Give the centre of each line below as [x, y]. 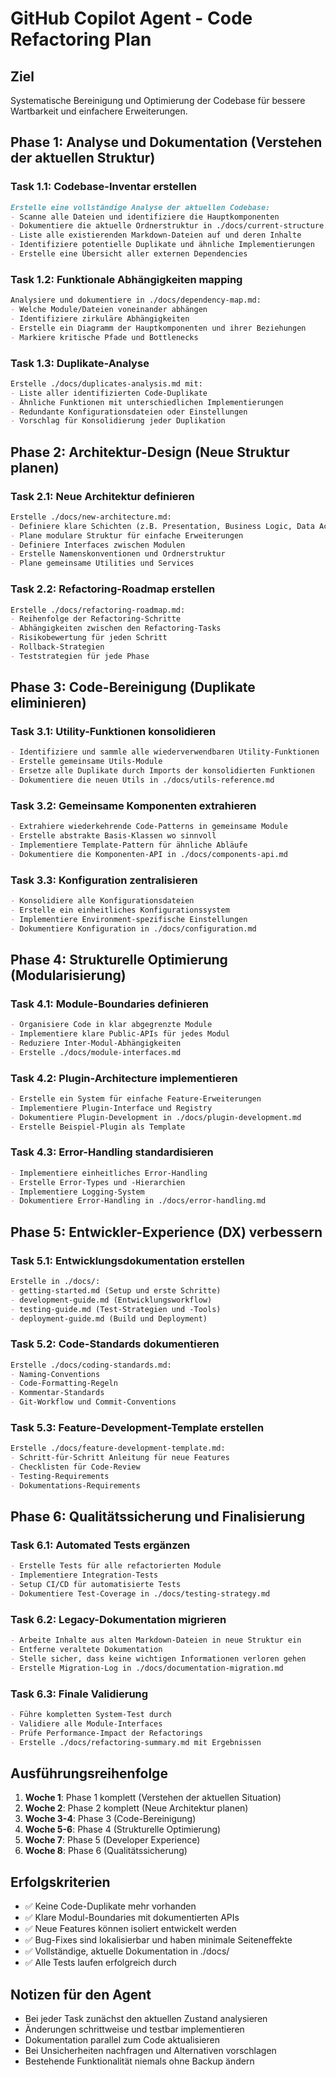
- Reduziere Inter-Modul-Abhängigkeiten [96, 1043]
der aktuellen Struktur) [83, 158]
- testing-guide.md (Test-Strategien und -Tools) [116, 1309]
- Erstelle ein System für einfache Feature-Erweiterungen [136, 1099]
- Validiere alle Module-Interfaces [86, 1723]
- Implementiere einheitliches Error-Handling [109, 1173]
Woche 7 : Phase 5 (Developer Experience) [112, 1840]
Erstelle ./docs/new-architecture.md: [91, 517]
